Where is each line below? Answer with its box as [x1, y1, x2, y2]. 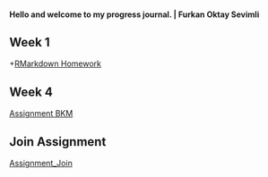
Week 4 [9, 84, 54, 99]
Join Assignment [9, 134, 107, 149]
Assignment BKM [9, 108, 73, 119]
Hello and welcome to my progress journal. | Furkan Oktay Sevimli [9, 9, 260, 20]
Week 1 [9, 34, 50, 50]
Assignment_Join [9, 158, 73, 169]
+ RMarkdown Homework [9, 58, 101, 69]
